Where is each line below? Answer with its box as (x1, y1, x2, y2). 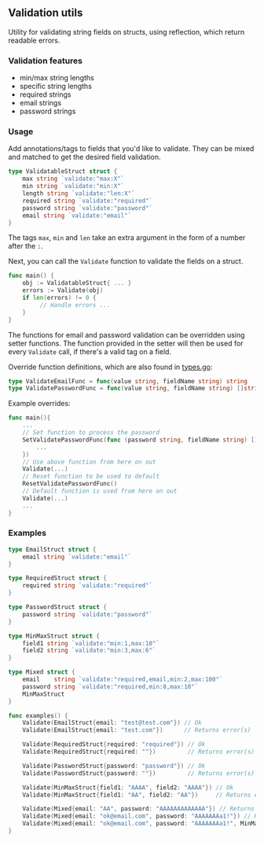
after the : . (8, 242, 43, 251)
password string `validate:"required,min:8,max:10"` (22, 682, 199, 691)
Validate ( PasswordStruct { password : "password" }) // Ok (22, 762, 206, 770)
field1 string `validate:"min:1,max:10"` (22, 639, 159, 648)
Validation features (8, 55, 82, 66)
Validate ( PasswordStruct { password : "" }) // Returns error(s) (22, 769, 255, 777)
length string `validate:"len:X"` (22, 190, 135, 198)
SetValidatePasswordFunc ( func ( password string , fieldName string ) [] (22, 436, 258, 444)
